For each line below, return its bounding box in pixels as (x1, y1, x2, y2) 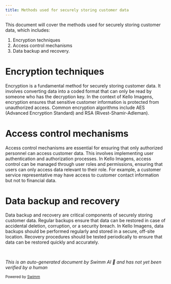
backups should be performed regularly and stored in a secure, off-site (5, 228, 155, 234)
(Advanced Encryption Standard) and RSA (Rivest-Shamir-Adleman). (5, 110, 150, 116)
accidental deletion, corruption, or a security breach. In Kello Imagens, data (5, 223, 164, 229)
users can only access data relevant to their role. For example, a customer (5, 166, 161, 172)
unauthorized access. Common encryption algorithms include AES (5, 104, 145, 111)
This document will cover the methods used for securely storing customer (5, 21, 161, 28)
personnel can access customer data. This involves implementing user (5, 150, 154, 156)
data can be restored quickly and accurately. (5, 239, 100, 246)
